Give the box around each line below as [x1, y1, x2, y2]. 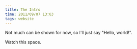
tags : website [5, 16, 34, 21]
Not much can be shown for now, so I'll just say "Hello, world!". [5, 30, 133, 36]
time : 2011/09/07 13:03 [5, 12, 54, 17]
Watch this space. [5, 39, 42, 45]
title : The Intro [5, 7, 41, 12]
